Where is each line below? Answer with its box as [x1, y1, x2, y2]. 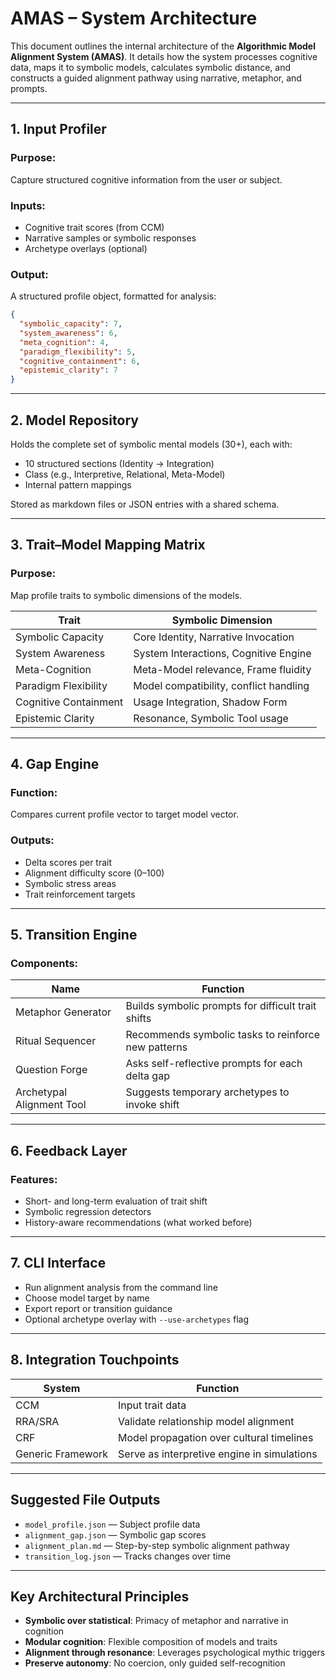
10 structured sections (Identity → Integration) [24, 458, 215, 470]
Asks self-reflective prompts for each [125, 1057, 303, 1071]
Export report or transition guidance [24, 1302, 173, 1314]
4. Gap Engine [10, 756, 100, 773]
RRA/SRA [15, 1414, 60, 1428]
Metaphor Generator [15, 1005, 112, 1019]
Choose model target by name [24, 1292, 150, 1304]
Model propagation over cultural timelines [118, 1430, 314, 1444]
